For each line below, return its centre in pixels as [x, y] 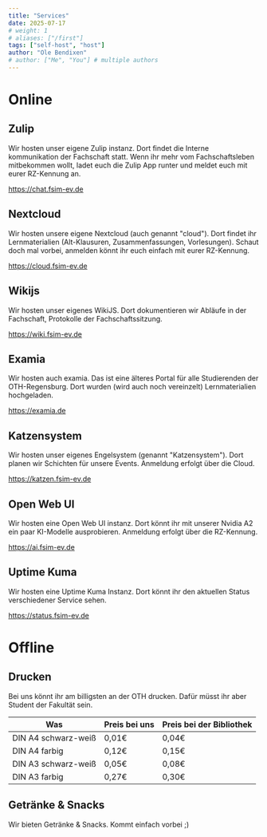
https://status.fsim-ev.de [49, 615]
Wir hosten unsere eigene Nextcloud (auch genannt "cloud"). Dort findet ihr [132, 233]
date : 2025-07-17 [37, 23]
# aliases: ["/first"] [46, 38]
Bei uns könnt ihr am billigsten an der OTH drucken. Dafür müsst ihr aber [128, 696]
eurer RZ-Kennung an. [45, 173]
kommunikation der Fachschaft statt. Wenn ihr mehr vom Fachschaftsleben [132, 156]
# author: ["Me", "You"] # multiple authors [83, 61]
